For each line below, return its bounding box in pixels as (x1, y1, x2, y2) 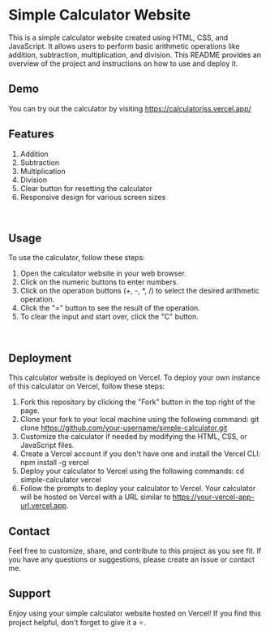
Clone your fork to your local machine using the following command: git (19, 415, 259, 424)
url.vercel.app (19, 501, 67, 511)
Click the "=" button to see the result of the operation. (19, 303, 200, 313)
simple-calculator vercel (19, 475, 101, 485)
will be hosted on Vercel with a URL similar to (19, 492, 171, 502)
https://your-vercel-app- (172, 492, 255, 502)
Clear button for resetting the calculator (19, 183, 152, 193)
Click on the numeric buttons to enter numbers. (19, 277, 178, 287)
